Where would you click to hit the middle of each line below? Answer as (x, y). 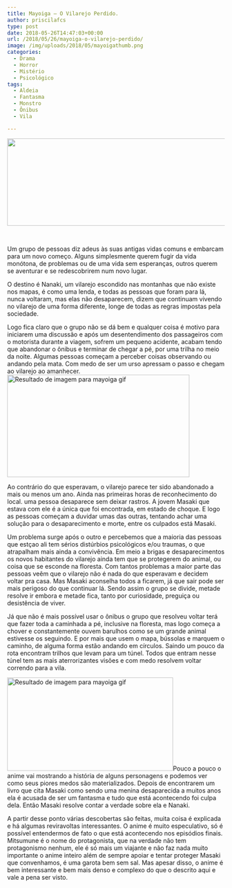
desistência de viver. (37, 603)
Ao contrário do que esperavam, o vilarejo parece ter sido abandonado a (110, 486)
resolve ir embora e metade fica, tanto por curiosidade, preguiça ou (104, 596)
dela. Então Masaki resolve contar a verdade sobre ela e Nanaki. (99, 805)
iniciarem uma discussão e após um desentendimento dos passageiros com (115, 334)
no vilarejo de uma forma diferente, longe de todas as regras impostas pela (114, 306)
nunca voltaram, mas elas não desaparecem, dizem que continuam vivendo (115, 299)
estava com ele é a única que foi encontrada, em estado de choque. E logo (114, 509)
